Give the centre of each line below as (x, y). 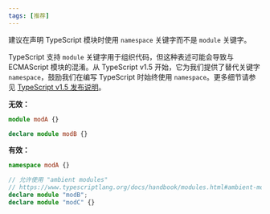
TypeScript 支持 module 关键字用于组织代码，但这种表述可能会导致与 (121, 56)
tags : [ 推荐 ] (29, 16)
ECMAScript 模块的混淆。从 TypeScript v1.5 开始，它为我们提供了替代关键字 (135, 67)
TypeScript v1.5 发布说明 (58, 87)
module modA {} (34, 119)
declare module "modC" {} (51, 202)
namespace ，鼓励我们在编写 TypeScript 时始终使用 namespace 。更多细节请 (129, 76)
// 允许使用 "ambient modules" (58, 180)
